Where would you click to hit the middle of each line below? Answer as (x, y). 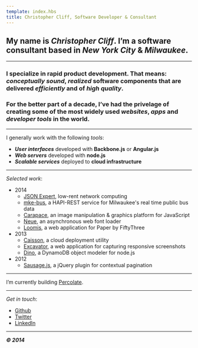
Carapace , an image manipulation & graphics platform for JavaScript (107, 215)
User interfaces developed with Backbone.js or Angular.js (87, 149)
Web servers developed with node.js (60, 155)
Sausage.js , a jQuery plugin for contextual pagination (88, 265)
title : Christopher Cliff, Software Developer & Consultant (82, 17)
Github (23, 310)
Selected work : (24, 178)
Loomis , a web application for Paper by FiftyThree (84, 227)
